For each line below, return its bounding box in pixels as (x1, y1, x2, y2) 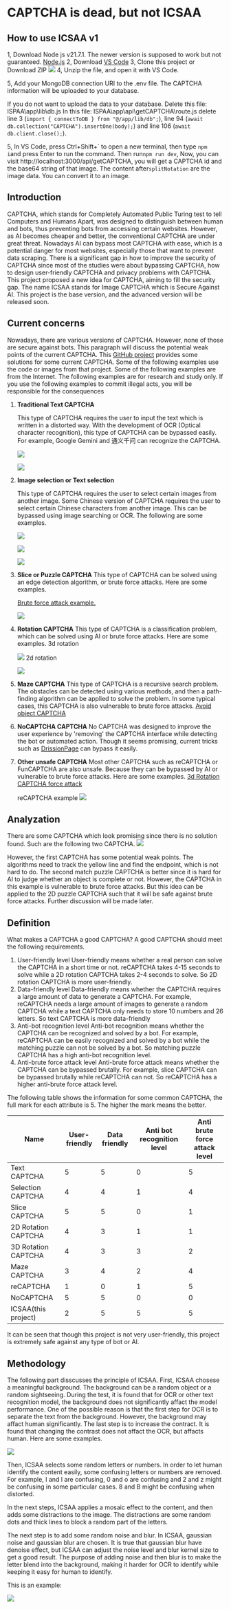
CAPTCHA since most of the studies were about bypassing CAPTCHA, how (7, 261, 220, 269)
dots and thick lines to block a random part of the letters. (7, 1518, 168, 1526)
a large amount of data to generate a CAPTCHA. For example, (16, 993, 192, 1001)
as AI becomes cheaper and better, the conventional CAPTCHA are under (7, 232, 215, 240)
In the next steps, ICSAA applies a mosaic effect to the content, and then (7, 1503, 213, 1511)
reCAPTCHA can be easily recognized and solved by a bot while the (16, 1037, 210, 1045)
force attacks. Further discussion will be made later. (7, 897, 153, 905)
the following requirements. (7, 942, 85, 951)
